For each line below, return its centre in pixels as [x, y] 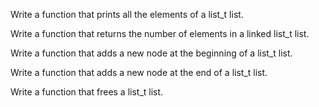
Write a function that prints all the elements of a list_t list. [127, 14]
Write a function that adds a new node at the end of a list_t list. [139, 72]
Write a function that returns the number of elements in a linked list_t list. [160, 33]
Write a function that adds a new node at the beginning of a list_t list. [151, 53]
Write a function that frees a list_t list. [87, 92]
